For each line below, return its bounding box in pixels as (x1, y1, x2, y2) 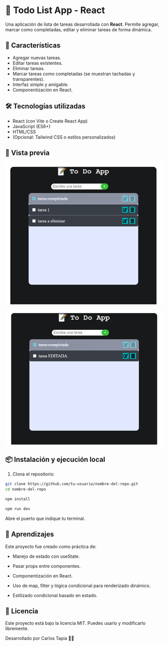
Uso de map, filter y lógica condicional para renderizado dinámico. (12, 582, 151, 589)
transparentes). (12, 76, 45, 82)
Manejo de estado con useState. (12, 553, 80, 559)
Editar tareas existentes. (12, 60, 63, 66)
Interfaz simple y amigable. (12, 81, 69, 87)
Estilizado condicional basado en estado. (12, 592, 98, 598)
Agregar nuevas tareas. (12, 54, 61, 61)
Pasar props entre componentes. (12, 563, 81, 569)
